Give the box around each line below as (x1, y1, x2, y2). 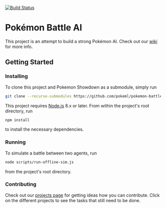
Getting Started (5, 58, 54, 66)
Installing (5, 73, 28, 80)
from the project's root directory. (5, 168, 72, 174)
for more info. (5, 44, 33, 50)
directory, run (5, 108, 33, 114)
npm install (5, 117, 30, 122)
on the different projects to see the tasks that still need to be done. (5, 197, 141, 203)
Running (5, 139, 26, 146)
